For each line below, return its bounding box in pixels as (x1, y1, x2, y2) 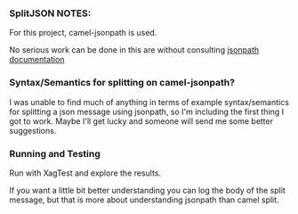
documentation (9, 54, 65, 65)
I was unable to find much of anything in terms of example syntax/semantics (9, 96, 289, 107)
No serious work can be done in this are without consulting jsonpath (9, 45, 260, 55)
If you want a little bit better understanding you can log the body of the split (9, 185, 286, 195)
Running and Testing (9, 147, 101, 160)
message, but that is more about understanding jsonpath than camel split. (9, 194, 279, 205)
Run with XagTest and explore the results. (9, 168, 162, 178)
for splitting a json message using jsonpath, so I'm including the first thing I (9, 106, 285, 117)
